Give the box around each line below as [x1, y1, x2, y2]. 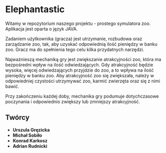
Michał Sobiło [12, 132, 42, 138]
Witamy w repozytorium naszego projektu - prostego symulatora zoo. [5, 20, 151, 26]
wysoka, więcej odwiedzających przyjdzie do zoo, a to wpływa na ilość [5, 67, 154, 73]
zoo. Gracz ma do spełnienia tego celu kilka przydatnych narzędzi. [5, 46, 145, 52]
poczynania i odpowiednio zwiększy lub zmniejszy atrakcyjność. [5, 98, 141, 105]
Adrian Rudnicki [12, 143, 47, 149]
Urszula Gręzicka [12, 127, 50, 133]
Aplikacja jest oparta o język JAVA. [5, 25, 78, 32]
